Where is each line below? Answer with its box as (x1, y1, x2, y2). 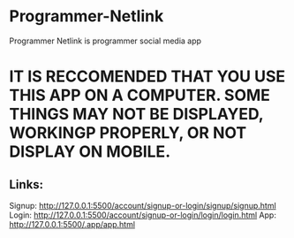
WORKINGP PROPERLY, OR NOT (9, 123, 247, 143)
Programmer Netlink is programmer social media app (9, 35, 201, 46)
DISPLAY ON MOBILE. (9, 142, 170, 162)
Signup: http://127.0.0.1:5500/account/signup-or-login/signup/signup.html (9, 200, 276, 211)
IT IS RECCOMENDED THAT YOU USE (9, 66, 286, 87)
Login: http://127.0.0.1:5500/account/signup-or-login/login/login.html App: (9, 210, 276, 220)
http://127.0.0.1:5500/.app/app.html (9, 219, 135, 229)
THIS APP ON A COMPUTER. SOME (9, 86, 271, 105)
